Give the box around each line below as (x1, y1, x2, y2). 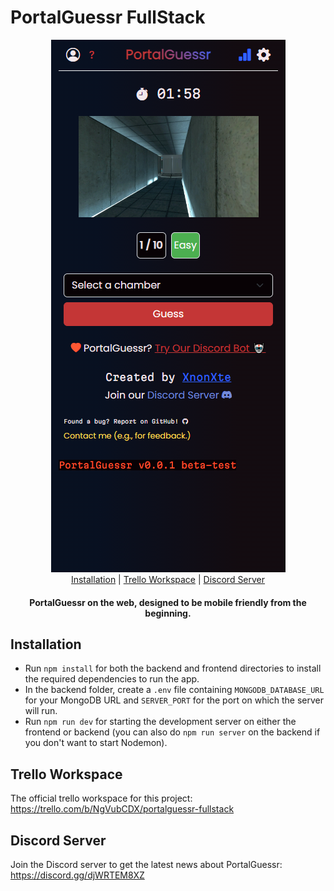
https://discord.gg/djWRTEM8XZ (10, 869, 145, 881)
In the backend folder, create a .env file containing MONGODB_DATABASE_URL (24, 684, 325, 696)
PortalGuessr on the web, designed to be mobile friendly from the (29, 596, 307, 608)
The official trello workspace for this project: (10, 792, 193, 805)
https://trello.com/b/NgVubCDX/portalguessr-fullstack (10, 803, 235, 815)
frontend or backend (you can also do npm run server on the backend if (24, 726, 321, 738)
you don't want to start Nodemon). (24, 737, 168, 749)
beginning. (144, 607, 192, 619)
